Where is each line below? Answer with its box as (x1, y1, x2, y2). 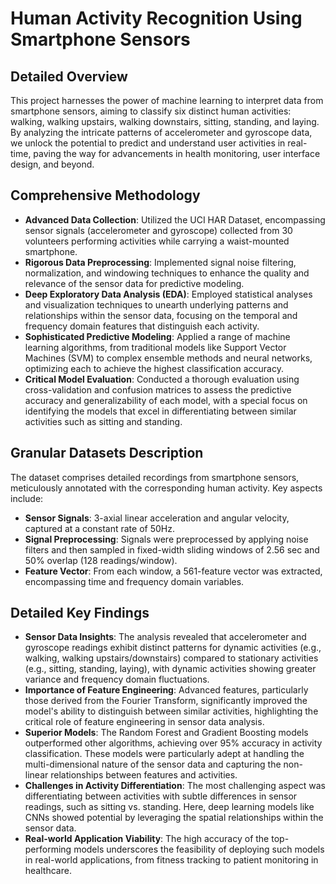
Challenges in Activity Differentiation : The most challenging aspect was (24, 780, 326, 792)
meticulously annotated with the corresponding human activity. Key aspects (10, 482, 323, 494)
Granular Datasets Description (10, 445, 204, 462)
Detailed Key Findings (10, 605, 150, 622)
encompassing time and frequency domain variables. (24, 575, 245, 587)
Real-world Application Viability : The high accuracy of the (24, 833, 270, 845)
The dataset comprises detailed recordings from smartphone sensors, (10, 471, 300, 483)
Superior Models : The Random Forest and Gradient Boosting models (24, 727, 309, 739)
